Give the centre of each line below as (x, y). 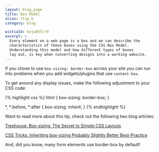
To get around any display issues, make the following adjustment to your (78, 83)
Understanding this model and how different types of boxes (71, 50)
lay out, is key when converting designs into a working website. (78, 54)
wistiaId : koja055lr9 (27, 32)
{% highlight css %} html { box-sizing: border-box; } (57, 97)
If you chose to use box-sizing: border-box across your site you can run (78, 68)
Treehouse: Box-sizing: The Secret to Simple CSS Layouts (63, 126)
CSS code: (16, 88)
